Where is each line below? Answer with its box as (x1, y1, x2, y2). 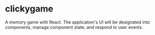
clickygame (5, 3, 54, 14)
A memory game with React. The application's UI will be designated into (5, 19, 150, 25)
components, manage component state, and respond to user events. (5, 24, 143, 30)
